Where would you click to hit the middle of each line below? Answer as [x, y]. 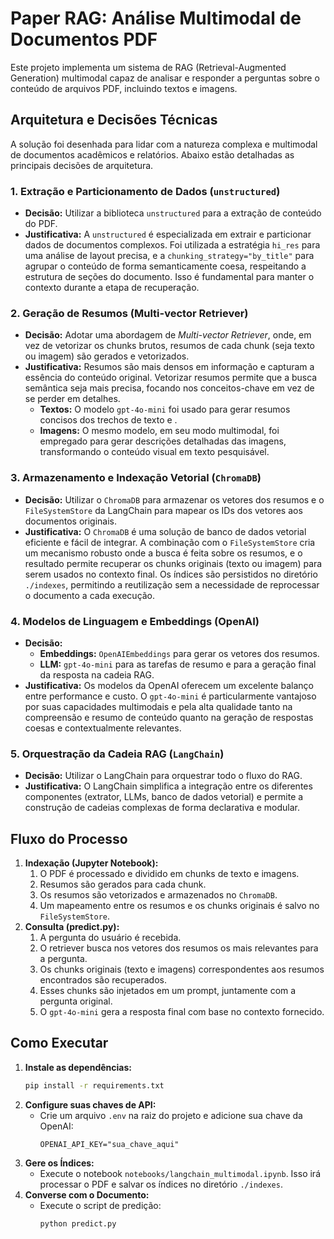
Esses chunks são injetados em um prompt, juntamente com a [168, 991]
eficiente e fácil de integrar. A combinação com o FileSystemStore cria [170, 542]
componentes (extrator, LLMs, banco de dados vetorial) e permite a [164, 797]
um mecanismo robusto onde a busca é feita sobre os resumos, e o [163, 553]
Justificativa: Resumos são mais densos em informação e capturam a [169, 367]
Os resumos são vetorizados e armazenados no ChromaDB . [158, 895]
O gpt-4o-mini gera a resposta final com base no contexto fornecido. [182, 1012]
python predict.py [78, 1223]
